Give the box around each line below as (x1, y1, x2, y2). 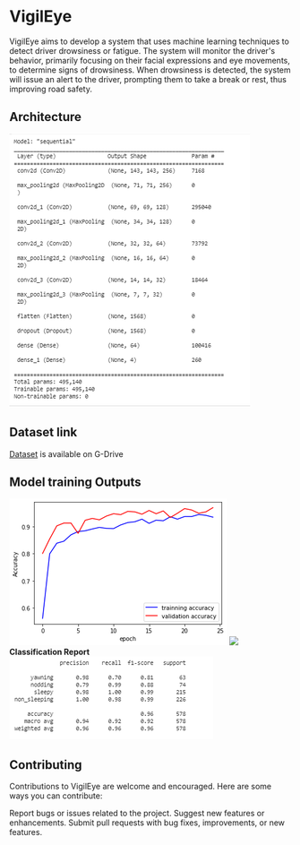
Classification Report (9, 647, 90, 658)
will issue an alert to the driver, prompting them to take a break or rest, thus (9, 73, 287, 84)
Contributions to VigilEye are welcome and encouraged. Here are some (9, 781, 271, 792)
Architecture (9, 109, 82, 125)
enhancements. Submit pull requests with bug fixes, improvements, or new (9, 817, 285, 828)
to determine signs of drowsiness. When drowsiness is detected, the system (9, 65, 291, 75)
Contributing (9, 757, 82, 772)
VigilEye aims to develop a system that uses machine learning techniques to (9, 36, 289, 47)
